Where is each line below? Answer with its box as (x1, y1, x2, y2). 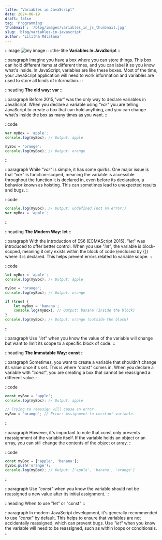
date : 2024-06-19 (5, 12, 40, 17)
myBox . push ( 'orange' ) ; (5, 463, 51, 468)
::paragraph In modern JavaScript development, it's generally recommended (5, 510, 158, 516)
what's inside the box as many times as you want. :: (5, 112, 108, 118)
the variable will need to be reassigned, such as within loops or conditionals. (5, 525, 157, 531)
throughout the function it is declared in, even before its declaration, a (5, 177, 144, 183)
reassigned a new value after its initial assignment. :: (5, 491, 109, 497)
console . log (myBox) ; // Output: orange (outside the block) (5, 317, 129, 322)
